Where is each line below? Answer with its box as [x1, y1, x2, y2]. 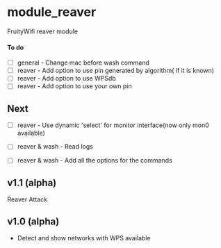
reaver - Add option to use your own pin [17, 82, 132, 90]
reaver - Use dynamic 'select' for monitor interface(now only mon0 [17, 121, 210, 129]
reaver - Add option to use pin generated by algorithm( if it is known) [17, 67, 214, 75]
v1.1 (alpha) [7, 176, 57, 188]
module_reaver [7, 4, 97, 20]
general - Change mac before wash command [17, 58, 149, 67]
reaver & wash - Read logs [17, 142, 94, 151]
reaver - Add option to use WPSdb [17, 74, 116, 83]
